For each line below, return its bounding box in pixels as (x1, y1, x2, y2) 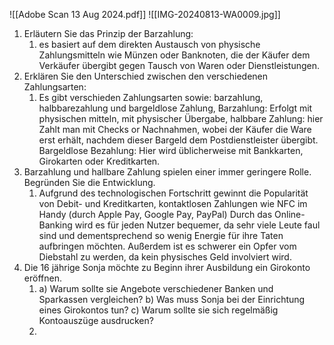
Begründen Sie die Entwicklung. (23, 177, 156, 188)
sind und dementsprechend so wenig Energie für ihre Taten (38, 230, 284, 241)
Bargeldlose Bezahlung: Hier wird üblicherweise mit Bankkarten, (38, 145, 304, 156)
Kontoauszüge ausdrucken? (38, 315, 154, 326)
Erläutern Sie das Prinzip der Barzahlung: (23, 28, 194, 39)
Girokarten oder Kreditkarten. (38, 155, 161, 167)
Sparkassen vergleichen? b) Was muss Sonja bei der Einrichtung (38, 294, 306, 305)
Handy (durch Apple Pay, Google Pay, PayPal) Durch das (38, 209, 273, 220)
